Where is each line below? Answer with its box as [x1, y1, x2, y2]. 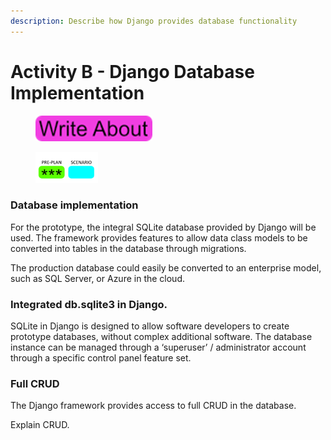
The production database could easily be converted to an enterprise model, [10, 261, 322, 274]
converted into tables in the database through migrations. [10, 242, 247, 254]
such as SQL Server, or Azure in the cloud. [10, 272, 186, 284]
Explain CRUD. [10, 419, 70, 431]
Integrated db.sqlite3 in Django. [10, 297, 168, 311]
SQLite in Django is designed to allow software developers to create [10, 320, 290, 332]
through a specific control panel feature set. [10, 352, 192, 364]
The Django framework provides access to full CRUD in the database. [10, 400, 297, 412]
